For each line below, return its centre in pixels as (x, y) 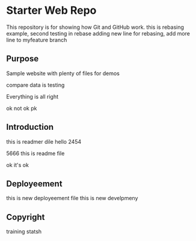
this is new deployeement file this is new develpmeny (72, 198)
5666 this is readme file (35, 153)
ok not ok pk (22, 108)
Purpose (23, 59)
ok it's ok (17, 165)
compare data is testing (35, 85)
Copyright (26, 217)
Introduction (30, 127)
